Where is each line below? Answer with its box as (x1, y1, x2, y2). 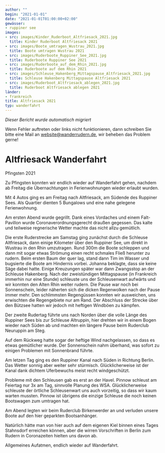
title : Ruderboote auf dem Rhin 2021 (9, 67, 87, 72)
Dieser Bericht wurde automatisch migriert (5, 117, 91, 122)
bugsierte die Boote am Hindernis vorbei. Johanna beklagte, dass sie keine (5, 260, 157, 266)
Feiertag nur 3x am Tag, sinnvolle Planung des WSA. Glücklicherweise (5, 382, 147, 388)
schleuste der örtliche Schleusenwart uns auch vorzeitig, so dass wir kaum (5, 387, 157, 393)
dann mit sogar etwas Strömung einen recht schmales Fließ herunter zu (5, 250, 150, 256)
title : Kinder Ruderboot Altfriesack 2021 (9, 39, 98, 44)
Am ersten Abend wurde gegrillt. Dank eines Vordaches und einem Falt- (5, 214, 151, 220)
